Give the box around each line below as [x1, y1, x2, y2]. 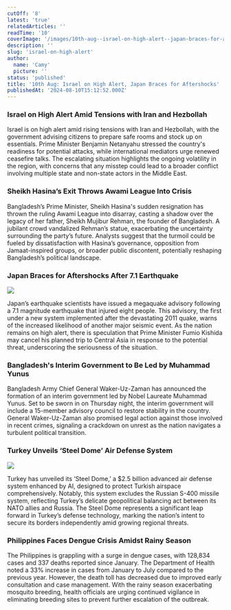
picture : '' [13, 68, 48, 74]
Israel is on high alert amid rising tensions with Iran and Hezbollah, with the [7, 125, 220, 134]
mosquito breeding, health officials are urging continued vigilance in [7, 587, 200, 596]
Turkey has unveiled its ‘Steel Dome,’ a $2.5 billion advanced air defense [7, 474, 212, 482]
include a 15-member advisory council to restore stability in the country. [7, 407, 211, 415]
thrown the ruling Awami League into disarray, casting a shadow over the [7, 210, 214, 218]
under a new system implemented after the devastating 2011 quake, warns [7, 314, 218, 323]
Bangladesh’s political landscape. [7, 253, 102, 262]
